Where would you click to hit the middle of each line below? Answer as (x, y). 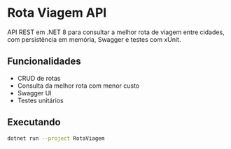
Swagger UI (34, 93)
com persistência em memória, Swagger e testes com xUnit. (94, 39)
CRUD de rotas (39, 78)
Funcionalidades (44, 62)
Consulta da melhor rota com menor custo (78, 86)
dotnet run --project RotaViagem (56, 138)
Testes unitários (41, 100)
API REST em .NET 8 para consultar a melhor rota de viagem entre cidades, (116, 32)
